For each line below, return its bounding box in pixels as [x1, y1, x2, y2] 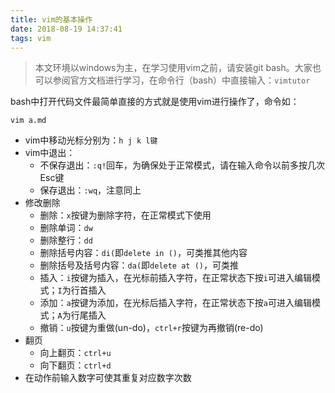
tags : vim [10, 33, 52, 43]
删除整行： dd [39, 234, 93, 246]
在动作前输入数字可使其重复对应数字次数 [24, 372, 192, 384]
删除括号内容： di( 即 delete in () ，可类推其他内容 [39, 247, 248, 259]
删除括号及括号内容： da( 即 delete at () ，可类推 [39, 259, 239, 271]
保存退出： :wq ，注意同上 [39, 184, 142, 196]
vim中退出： [24, 147, 76, 159]
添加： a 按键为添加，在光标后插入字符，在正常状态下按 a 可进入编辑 [39, 297, 312, 309]
